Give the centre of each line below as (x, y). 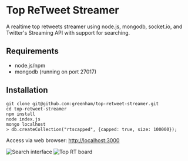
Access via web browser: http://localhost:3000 (63, 140)
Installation (27, 90)
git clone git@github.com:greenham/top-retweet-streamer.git (83, 103)
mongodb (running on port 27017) (56, 72)
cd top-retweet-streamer (36, 109)
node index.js (23, 119)
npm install (21, 114)
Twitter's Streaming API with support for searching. (68, 32)
